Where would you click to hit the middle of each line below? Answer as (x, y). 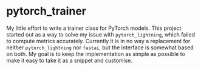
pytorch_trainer (46, 11)
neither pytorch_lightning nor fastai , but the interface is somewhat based (100, 47)
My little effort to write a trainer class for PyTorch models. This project (94, 28)
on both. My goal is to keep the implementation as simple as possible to (96, 54)
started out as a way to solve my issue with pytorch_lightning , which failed (101, 34)
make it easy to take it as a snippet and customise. (69, 60)
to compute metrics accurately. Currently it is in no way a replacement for (98, 41)
